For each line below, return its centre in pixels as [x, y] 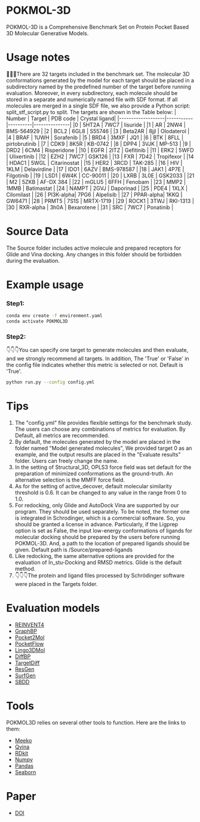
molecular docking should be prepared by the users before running [97, 537]
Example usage [45, 285]
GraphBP [26, 631]
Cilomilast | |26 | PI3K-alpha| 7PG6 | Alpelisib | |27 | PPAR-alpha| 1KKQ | [94, 194]
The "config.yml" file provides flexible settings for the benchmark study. [104, 423]
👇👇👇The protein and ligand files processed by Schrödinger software [100, 576]
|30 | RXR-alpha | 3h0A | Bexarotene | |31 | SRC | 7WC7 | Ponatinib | [90, 207]
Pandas [24, 766]
